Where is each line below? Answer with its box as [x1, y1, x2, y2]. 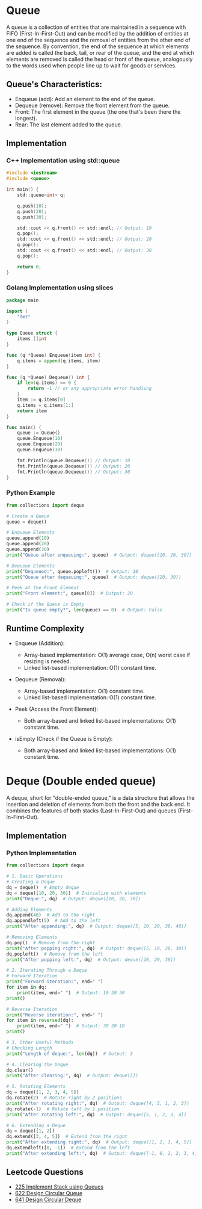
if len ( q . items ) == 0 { [17, 380, 77, 386]
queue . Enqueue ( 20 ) [17, 441, 63, 447]
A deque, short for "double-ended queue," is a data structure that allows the [6, 794, 195, 801]
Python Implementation [6, 849, 77, 857]
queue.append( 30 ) [6, 546, 50, 552]
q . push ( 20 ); [17, 208, 47, 214]
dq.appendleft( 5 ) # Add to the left [6, 918, 101, 924]
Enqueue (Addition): [14, 639, 65, 647]
